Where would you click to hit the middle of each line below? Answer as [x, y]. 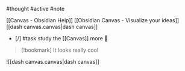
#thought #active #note [36, 9]
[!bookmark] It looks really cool [60, 50]
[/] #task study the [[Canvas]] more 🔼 [61, 38]
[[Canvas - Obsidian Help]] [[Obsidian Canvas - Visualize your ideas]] [93, 20]
